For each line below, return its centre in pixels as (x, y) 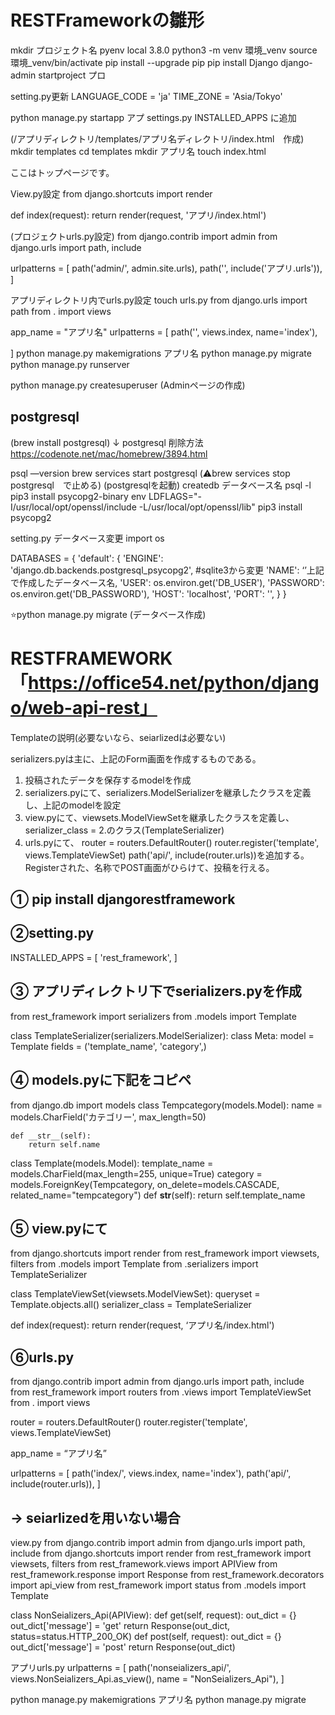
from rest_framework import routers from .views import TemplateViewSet (161, 1392)
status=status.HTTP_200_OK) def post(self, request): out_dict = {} (146, 1636)
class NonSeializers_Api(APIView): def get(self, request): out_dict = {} (153, 1615)
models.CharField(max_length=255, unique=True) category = (136, 1173)
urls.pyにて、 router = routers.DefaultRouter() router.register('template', (172, 842)
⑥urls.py (42, 1357)
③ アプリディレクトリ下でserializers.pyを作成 (156, 991)
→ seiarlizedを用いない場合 (95, 1517)
